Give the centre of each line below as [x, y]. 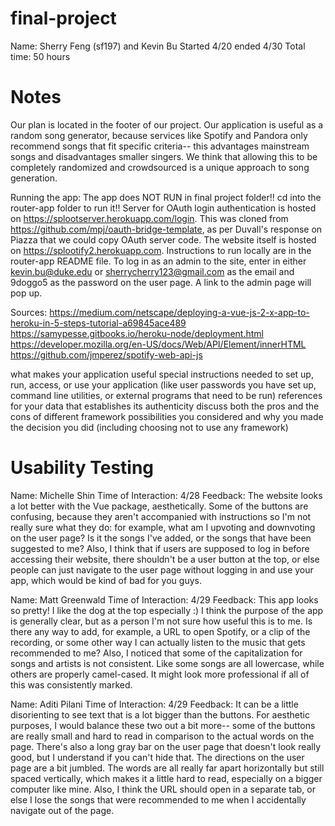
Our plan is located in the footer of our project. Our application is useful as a [167, 124]
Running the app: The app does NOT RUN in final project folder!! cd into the [166, 197]
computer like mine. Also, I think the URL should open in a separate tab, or [163, 789]
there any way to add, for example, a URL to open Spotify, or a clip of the [160, 631]
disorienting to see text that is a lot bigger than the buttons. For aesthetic [160, 714]
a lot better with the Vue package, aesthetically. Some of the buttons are [159, 506]
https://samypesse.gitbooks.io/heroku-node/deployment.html [137, 333]
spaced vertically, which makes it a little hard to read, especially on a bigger [166, 778]
